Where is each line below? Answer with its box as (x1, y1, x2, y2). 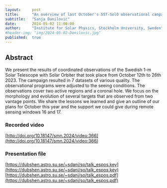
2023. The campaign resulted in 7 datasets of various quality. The (5, 77, 140, 83)
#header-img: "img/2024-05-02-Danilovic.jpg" (5, 30, 101, 35)
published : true (5, 35, 41, 40)
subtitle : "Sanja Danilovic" (5, 16, 70, 21)
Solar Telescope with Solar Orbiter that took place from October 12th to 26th (5, 72, 162, 78)
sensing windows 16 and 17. (5, 109, 62, 115)
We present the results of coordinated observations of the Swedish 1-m (5, 67, 152, 73)
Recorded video (5, 121, 44, 128)
